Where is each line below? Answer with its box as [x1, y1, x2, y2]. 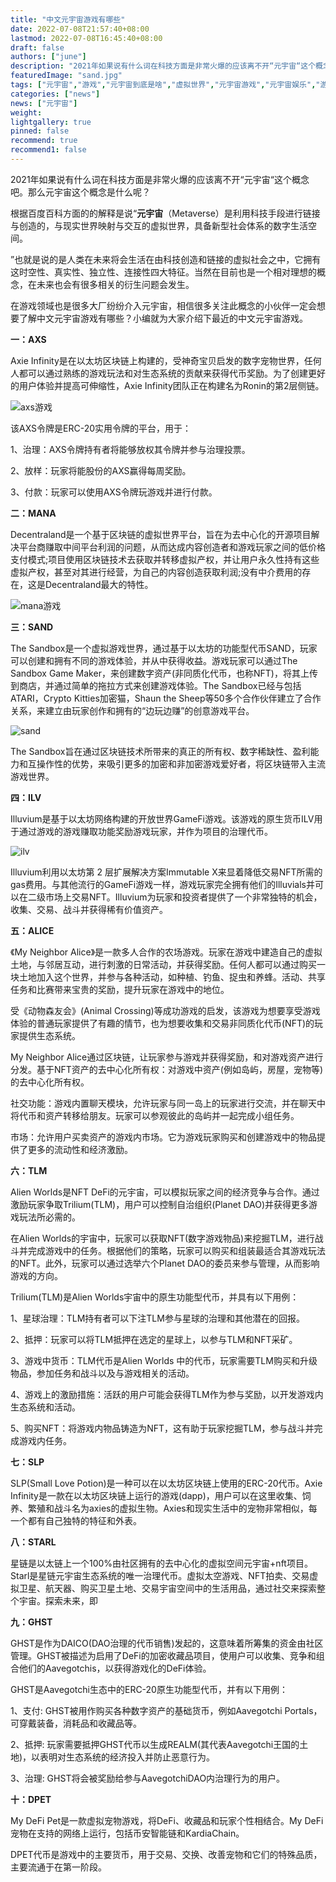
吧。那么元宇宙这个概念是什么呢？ [10, 186, 151, 198]
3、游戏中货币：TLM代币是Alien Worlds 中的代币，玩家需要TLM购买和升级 [10, 1354, 318, 1366]
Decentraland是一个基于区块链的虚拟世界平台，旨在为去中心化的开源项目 [10, 528, 312, 540]
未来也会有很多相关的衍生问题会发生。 [36, 278, 195, 290]
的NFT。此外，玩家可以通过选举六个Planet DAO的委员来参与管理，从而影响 [10, 1257, 320, 1269]
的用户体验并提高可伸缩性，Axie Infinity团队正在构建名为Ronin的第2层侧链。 [10, 379, 325, 391]
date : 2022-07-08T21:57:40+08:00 [10, 24, 150, 34]
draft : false [10, 42, 65, 53]
